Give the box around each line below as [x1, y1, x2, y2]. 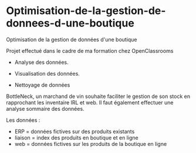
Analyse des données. [14, 59, 69, 66]
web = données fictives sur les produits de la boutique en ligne [14, 140, 167, 147]
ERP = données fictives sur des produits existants [14, 128, 135, 135]
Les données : [6, 116, 40, 124]
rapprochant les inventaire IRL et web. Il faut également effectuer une [6, 98, 174, 106]
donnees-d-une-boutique [6, 16, 135, 30]
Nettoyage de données [14, 81, 70, 89]
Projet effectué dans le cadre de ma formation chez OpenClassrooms [6, 47, 174, 54]
